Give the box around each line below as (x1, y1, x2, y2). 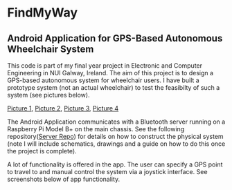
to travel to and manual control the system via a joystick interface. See (7, 168, 208, 175)
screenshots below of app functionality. (7, 175, 121, 183)
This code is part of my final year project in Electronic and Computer (7, 61, 203, 70)
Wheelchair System (7, 43, 94, 55)
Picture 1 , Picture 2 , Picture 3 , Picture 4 (7, 104, 119, 112)
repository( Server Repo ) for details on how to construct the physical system (7, 133, 224, 140)
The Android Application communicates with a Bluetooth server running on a (7, 117, 226, 126)
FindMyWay (7, 5, 78, 21)
